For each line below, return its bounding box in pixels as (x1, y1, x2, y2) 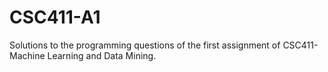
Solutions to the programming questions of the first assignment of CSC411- (9, 39, 319, 51)
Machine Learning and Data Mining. (9, 49, 157, 61)
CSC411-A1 (9, 6, 101, 29)
